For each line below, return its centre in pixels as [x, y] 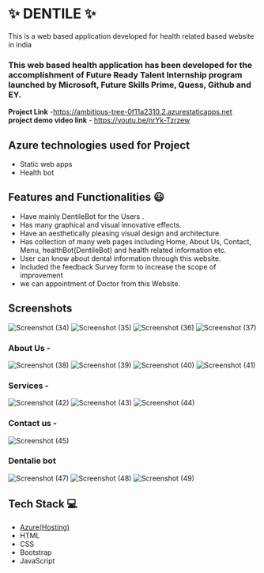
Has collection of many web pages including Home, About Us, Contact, [135, 241]
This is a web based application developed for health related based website [131, 36]
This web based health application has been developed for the [130, 65]
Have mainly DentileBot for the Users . [82, 216]
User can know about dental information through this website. [120, 258]
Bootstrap [36, 552]
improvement [41, 275]
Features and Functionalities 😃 [86, 197]
